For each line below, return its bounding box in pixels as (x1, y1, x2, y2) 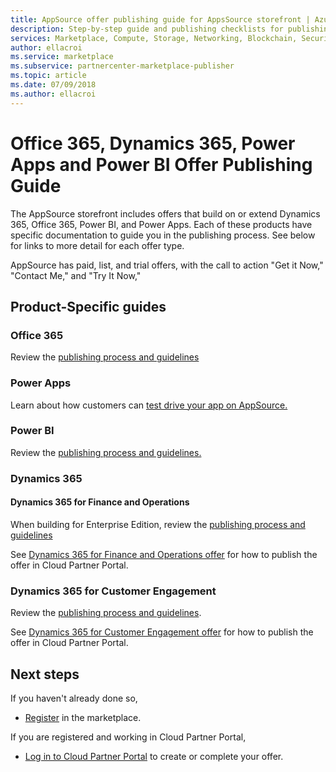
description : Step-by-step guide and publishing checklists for (10, 24, 284, 34)
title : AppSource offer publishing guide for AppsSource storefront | (10, 14, 311, 25)
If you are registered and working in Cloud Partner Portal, (10, 731, 247, 743)
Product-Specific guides (10, 298, 167, 315)
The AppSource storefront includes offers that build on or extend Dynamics (10, 207, 321, 220)
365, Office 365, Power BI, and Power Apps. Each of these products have (10, 218, 313, 230)
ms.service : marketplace (10, 52, 114, 62)
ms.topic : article (10, 71, 87, 81)
